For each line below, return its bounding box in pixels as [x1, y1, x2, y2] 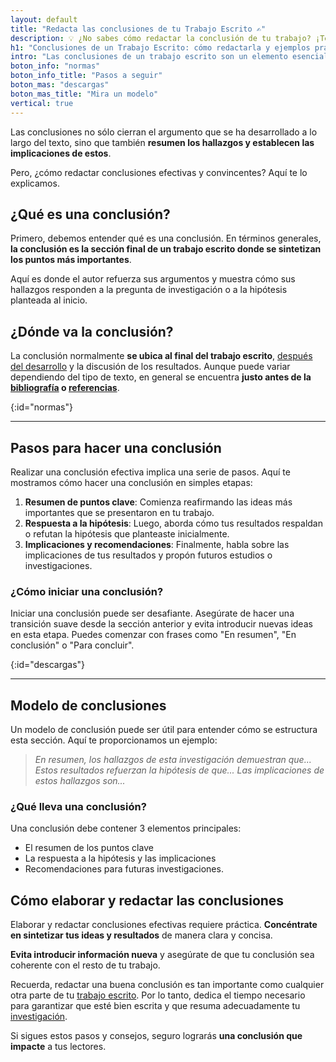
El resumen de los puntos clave [24, 842, 154, 854]
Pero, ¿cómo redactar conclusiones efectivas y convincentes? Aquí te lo [10, 166, 308, 178]
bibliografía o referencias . [10, 382, 120, 394]
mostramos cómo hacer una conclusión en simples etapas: [10, 476, 253, 488]
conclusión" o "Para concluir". [10, 639, 135, 651]
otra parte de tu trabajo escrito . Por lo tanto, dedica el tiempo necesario [10, 989, 306, 1001]
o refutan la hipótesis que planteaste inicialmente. [24, 527, 230, 540]
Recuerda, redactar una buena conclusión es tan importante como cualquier [10, 979, 325, 991]
